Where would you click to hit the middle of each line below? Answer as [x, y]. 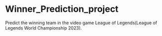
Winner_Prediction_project [62, 9]
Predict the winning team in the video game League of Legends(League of [81, 23]
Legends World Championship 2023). [43, 28]
